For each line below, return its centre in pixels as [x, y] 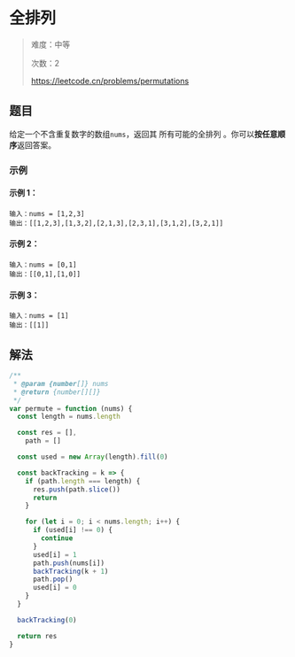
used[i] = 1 [54, 554]
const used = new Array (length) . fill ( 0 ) [93, 457]
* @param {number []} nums [61, 383]
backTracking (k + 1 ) [70, 571]
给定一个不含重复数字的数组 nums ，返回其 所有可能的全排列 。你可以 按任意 [144, 134]
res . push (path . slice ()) [77, 489]
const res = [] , [47, 433]
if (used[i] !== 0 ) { [73, 530]
